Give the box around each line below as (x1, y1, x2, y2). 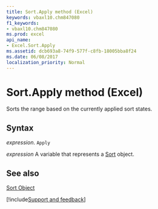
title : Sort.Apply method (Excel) (6, 8, 94, 15)
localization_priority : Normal (6, 59, 85, 65)
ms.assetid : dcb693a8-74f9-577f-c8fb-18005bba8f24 (6, 48, 137, 54)
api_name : (6, 37, 31, 43)
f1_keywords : (6, 20, 39, 26)
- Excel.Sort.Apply (6, 43, 56, 49)
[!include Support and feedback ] (6, 196, 86, 203)
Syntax (6, 123, 34, 133)
